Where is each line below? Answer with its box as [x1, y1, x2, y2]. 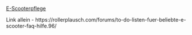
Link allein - [6, 16, 34, 23]
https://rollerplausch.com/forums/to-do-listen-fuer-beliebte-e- [34, 16, 187, 23]
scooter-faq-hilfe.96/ [6, 23, 57, 29]
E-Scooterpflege [6, 5, 46, 12]
